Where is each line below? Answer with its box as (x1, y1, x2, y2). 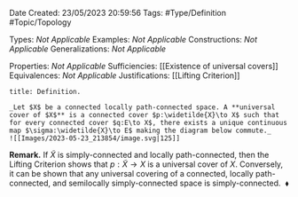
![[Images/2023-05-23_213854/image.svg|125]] (9, 134, 180, 143)
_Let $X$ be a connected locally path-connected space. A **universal (9, 103, 276, 112)
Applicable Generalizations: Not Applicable (9, 43, 167, 54)
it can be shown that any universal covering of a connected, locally (9, 169, 255, 178)
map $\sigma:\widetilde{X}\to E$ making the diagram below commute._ (9, 126, 272, 135)
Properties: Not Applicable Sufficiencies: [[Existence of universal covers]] (9, 61, 278, 71)
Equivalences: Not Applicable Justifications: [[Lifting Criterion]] (9, 70, 240, 81)
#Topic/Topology (9, 17, 72, 28)
